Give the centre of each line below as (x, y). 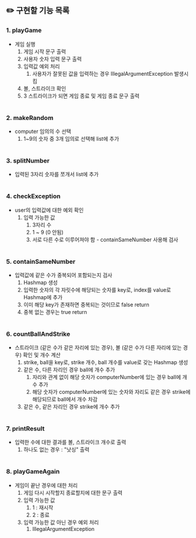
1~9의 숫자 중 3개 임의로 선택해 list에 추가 (71, 138)
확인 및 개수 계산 (41, 355)
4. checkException (33, 196)
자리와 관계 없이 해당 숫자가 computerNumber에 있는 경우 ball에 (107, 377)
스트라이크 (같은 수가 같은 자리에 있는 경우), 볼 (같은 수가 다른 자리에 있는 (98, 348)
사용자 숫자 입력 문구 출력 (53, 59)
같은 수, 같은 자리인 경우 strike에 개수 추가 (72, 407)
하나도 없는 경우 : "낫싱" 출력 (57, 450)
